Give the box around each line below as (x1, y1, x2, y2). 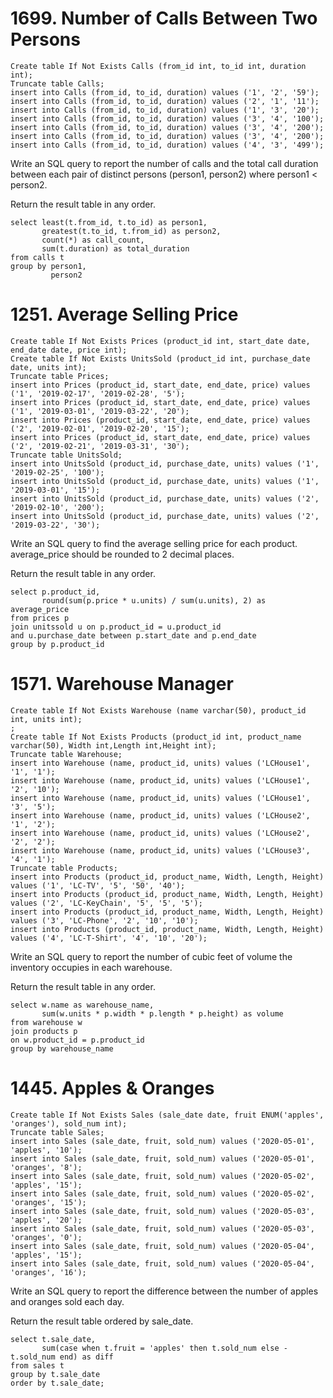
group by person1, (10, 261, 87, 271)
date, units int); (10, 362, 87, 372)
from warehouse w (10, 1017, 83, 1027)
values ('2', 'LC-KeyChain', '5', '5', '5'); (10, 898, 203, 908)
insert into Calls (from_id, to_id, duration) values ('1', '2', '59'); (10, 87, 320, 97)
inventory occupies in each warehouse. (10, 961, 173, 973)
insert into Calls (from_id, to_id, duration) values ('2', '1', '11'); (10, 96, 320, 106)
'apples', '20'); (10, 1215, 83, 1225)
